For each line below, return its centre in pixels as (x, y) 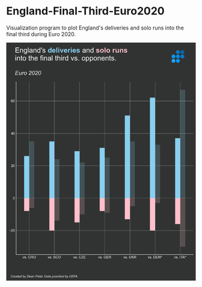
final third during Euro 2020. (41, 34)
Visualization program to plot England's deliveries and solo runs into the (95, 28)
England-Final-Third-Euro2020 (85, 11)
